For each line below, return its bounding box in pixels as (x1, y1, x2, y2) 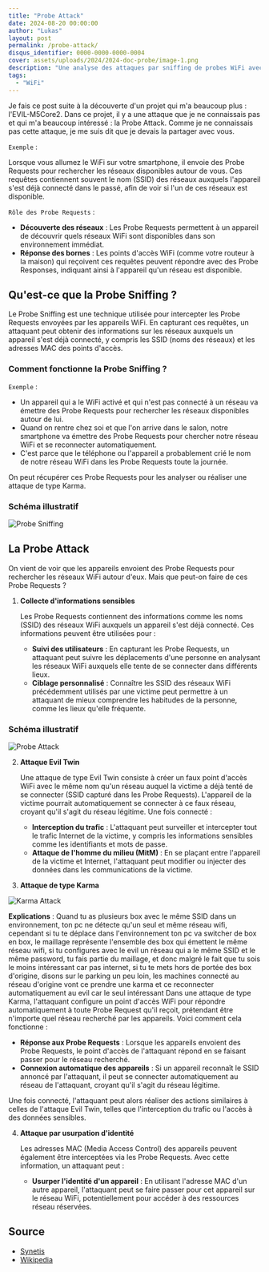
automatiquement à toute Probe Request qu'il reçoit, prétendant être (8, 1005, 234, 1015)
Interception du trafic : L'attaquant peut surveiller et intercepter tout (31, 823, 258, 832)
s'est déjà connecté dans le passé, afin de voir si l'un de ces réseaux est (8, 183, 248, 192)
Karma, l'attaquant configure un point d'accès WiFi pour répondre (8, 996, 226, 1006)
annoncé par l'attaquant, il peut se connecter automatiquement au (19, 1072, 239, 1081)
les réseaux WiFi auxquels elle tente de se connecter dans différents (31, 661, 258, 670)
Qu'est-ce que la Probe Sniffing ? (8, 288, 178, 301)
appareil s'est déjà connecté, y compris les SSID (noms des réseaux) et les (8, 335, 255, 344)
